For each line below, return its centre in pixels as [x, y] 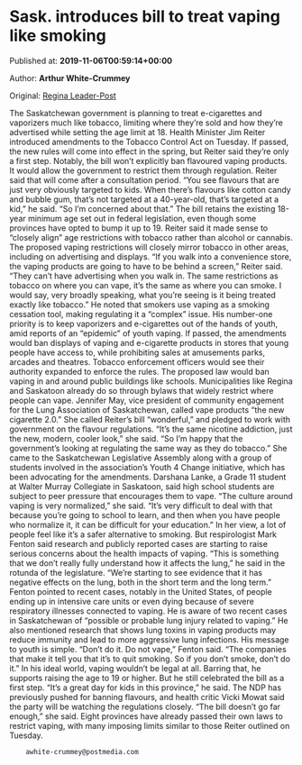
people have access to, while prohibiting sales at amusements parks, [137, 352]
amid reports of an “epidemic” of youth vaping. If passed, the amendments [148, 333]
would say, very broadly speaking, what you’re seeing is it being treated [143, 295]
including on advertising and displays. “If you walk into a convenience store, [151, 256]
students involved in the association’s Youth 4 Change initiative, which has [147, 467]
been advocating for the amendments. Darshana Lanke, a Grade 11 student [148, 477]
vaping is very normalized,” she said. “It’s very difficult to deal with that [141, 505]
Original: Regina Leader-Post [63, 96]
